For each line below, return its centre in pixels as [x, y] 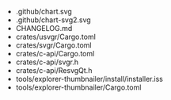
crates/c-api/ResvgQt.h [54, 70]
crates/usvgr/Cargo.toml [56, 37]
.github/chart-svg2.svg [53, 20]
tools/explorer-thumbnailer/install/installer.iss [89, 79]
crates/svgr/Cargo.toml [54, 45]
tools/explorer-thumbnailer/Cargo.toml [78, 87]
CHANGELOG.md [44, 28]
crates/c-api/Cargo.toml [55, 54]
